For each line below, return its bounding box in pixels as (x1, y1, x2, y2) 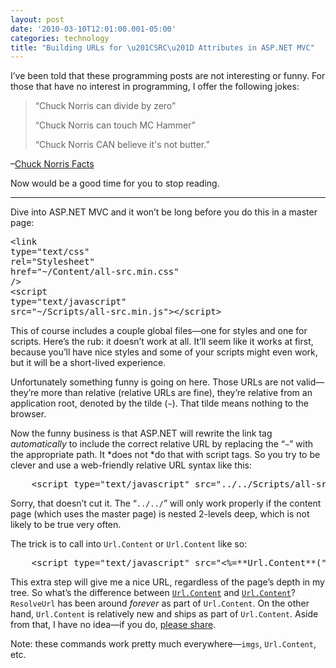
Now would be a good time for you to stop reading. (10, 177, 220, 190)
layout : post (10, 14, 65, 25)
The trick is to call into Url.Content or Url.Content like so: (10, 538, 248, 550)
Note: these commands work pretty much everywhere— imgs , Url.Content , (10, 638, 317, 650)
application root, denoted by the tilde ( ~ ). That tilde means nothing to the (10, 397, 309, 410)
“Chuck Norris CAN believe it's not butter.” (34, 139, 210, 151)
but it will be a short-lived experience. (10, 357, 167, 369)
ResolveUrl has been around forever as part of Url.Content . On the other (10, 597, 310, 610)
